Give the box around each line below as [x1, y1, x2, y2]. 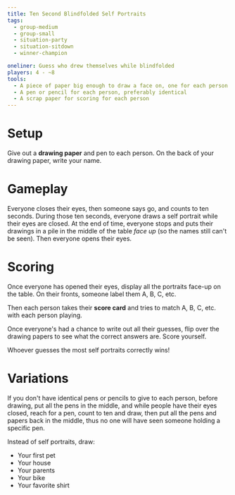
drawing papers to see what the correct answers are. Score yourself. [7, 332, 207, 341]
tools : [7, 75, 27, 82]
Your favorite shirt [17, 481, 70, 489]
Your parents [17, 466, 55, 475]
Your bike [17, 473, 46, 482]
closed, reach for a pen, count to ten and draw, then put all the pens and [7, 408, 217, 417]
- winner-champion [13, 50, 68, 57]
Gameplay [7, 181, 68, 197]
